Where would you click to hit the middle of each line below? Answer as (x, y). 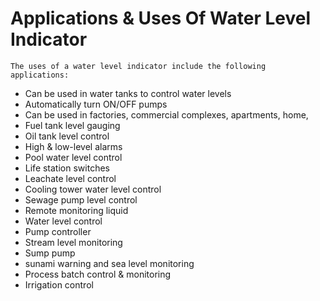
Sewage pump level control (81, 199)
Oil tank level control (67, 136)
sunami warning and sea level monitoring (109, 263)
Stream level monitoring (73, 242)
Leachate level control (70, 178)
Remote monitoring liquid (76, 210)
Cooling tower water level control (93, 189)
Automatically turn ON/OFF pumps (96, 104)
